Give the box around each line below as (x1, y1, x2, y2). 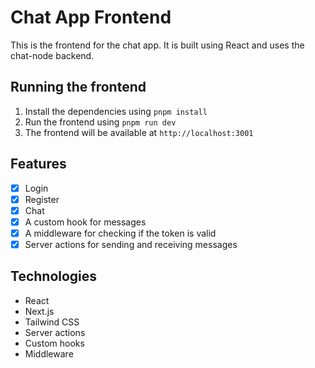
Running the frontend (10, 79, 147, 96)
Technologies (10, 268, 98, 285)
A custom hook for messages (24, 216, 147, 228)
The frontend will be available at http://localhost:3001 (24, 126, 254, 138)
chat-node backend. (10, 49, 95, 61)
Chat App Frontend (10, 6, 172, 29)
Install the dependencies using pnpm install (24, 105, 208, 117)
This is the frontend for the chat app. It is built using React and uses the (10, 39, 305, 51)
